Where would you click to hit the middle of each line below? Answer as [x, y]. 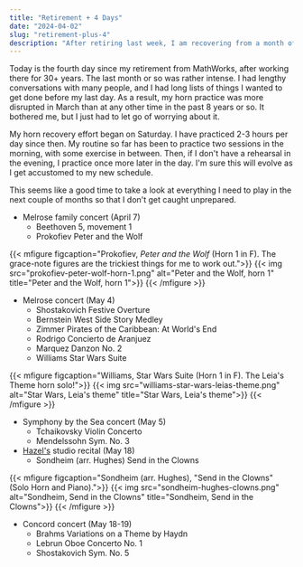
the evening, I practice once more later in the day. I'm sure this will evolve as [151, 163]
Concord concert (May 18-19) [77, 524]
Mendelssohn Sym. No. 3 [83, 441]
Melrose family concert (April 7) [81, 217]
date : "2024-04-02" [46, 26]
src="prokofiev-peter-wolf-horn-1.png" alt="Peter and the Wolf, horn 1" [142, 273]
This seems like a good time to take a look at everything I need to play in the [151, 190]
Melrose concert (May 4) [69, 300]
